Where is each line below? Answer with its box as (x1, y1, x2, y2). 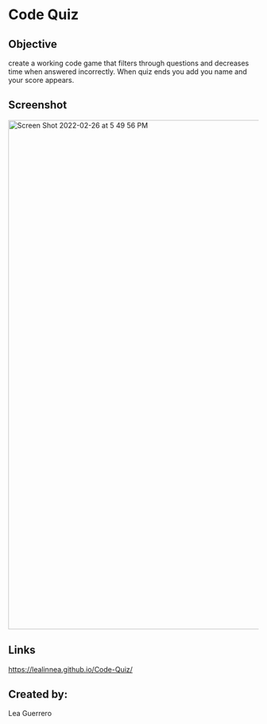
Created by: (8, 687, 68, 702)
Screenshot (8, 98, 68, 112)
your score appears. (8, 76, 75, 84)
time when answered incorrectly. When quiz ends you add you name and (8, 67, 248, 76)
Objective (8, 37, 58, 51)
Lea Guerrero (8, 709, 52, 718)
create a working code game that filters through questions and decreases (8, 58, 250, 68)
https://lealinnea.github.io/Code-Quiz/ (8, 664, 133, 674)
